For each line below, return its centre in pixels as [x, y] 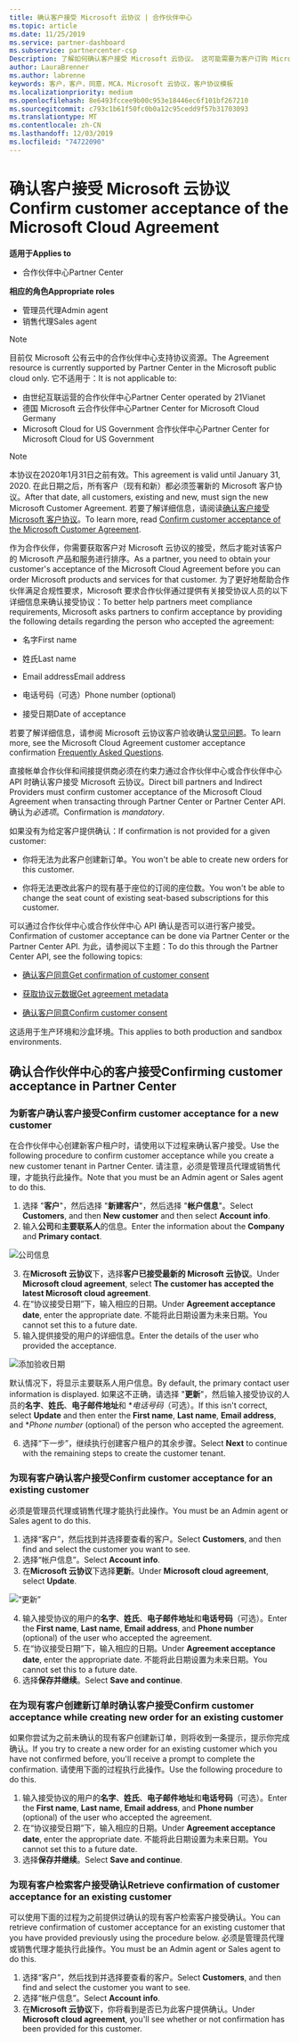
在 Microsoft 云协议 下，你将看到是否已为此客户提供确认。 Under [138, 2009]
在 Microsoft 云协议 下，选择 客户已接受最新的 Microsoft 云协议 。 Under [151, 1274]
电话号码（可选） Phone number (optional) [99, 695]
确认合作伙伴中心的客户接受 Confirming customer [146, 1072]
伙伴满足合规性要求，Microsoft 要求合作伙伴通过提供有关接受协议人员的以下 [149, 591]
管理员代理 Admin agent [65, 310]
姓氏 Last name [49, 658]
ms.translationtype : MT [53, 117]
